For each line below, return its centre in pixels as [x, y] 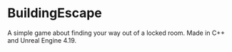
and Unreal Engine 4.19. [42, 40]
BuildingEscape [55, 13]
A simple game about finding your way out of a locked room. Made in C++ [116, 33]
